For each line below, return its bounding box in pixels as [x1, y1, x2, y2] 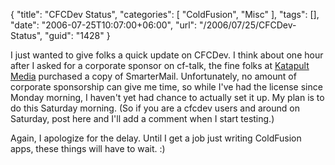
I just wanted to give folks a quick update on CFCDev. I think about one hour [10, 49, 324, 61]
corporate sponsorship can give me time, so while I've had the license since [10, 81, 323, 93]
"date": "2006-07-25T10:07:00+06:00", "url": [10, 19, 198, 31]
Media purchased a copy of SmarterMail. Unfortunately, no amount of [10, 70, 297, 82]
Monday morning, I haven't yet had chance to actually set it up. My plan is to [10, 92, 325, 103]
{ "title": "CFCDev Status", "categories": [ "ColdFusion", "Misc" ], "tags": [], [10, 9, 320, 20]
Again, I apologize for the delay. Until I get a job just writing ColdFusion [10, 132, 302, 144]
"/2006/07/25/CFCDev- [199, 19, 297, 31]
